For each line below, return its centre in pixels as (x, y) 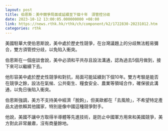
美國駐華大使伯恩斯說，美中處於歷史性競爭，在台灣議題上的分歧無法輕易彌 (82, 43)
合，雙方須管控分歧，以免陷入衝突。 (42, 49)
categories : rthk (23, 28)
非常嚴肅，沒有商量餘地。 (44, 123)
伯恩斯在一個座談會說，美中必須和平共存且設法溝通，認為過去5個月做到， (81, 60)
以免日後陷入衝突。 (33, 89)
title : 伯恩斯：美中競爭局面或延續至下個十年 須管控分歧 (58, 14)
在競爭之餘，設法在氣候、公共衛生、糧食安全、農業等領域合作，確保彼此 (79, 83)
